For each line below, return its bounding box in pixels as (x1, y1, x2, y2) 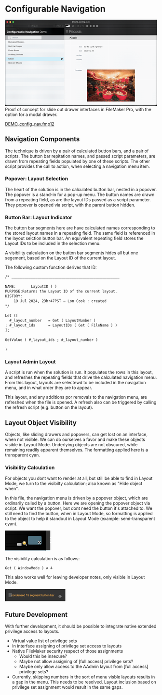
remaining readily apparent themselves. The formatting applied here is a (5, 447, 148, 453)
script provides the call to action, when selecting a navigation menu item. (5, 163, 150, 169)
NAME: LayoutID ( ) (5, 284, 57, 289)
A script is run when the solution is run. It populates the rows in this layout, (5, 370, 153, 375)
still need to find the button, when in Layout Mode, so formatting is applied (5, 510, 153, 516)
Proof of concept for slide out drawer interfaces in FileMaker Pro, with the (5, 106, 152, 112)
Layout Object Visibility (5, 419, 77, 427)
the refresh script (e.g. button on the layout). (5, 404, 94, 410)
